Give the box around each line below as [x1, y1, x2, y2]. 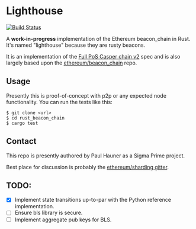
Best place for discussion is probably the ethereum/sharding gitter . [6, 163, 169, 170]
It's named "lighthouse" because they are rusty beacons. [6, 41, 146, 49]
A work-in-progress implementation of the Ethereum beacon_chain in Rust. [6, 35, 191, 42]
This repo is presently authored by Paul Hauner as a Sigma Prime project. [6, 152, 185, 159]
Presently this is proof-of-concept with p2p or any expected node [6, 92, 167, 99]
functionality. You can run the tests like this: [6, 98, 113, 105]
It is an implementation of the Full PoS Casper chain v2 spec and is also [6, 53, 181, 60]
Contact [6, 136, 37, 146]
